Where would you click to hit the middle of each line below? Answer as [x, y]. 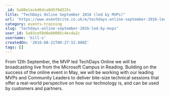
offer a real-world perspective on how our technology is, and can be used [82, 83]
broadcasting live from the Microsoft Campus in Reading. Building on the [81, 67]
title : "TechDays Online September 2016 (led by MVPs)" [65, 15]
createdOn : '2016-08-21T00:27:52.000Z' [47, 43]
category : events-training [34, 24]
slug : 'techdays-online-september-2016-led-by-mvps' [62, 29]
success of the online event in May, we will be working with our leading [79, 72]
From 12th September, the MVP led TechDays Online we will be [71, 61]
